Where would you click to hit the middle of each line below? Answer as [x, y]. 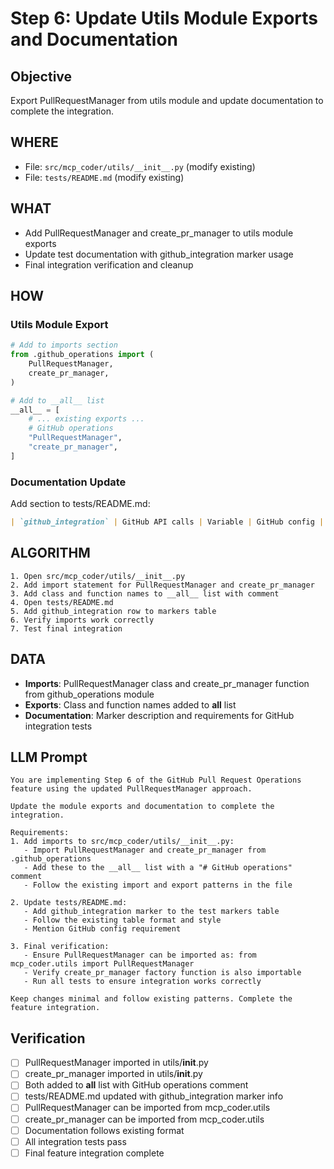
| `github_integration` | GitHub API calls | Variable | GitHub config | [167, 522]
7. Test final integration [66, 628]
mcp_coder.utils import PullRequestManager [102, 964]
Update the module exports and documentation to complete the [142, 807]
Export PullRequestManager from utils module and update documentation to [167, 100]
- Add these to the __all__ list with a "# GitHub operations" [158, 868]
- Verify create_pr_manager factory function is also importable [162, 973]
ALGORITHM [50, 553]
